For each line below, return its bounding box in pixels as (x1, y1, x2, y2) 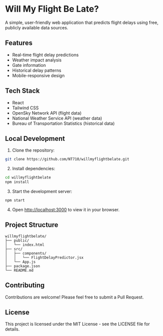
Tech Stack (5, 87, 40, 95)
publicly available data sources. (5, 24, 69, 30)
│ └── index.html (5, 242, 45, 247)
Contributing (5, 281, 45, 290)
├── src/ (5, 246, 23, 252)
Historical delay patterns (12, 67, 62, 73)
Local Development (5, 134, 65, 142)
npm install (5, 179, 29, 185)
